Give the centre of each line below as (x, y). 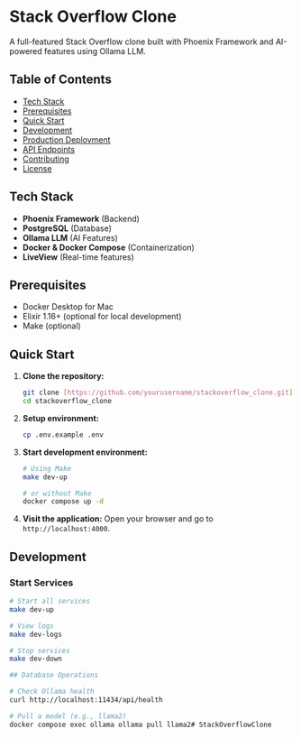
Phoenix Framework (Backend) (81, 218)
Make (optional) (51, 326)
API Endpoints (48, 149)
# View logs (32, 626)
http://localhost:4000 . (66, 529)
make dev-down (36, 659)
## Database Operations (54, 675)
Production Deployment (66, 139)
